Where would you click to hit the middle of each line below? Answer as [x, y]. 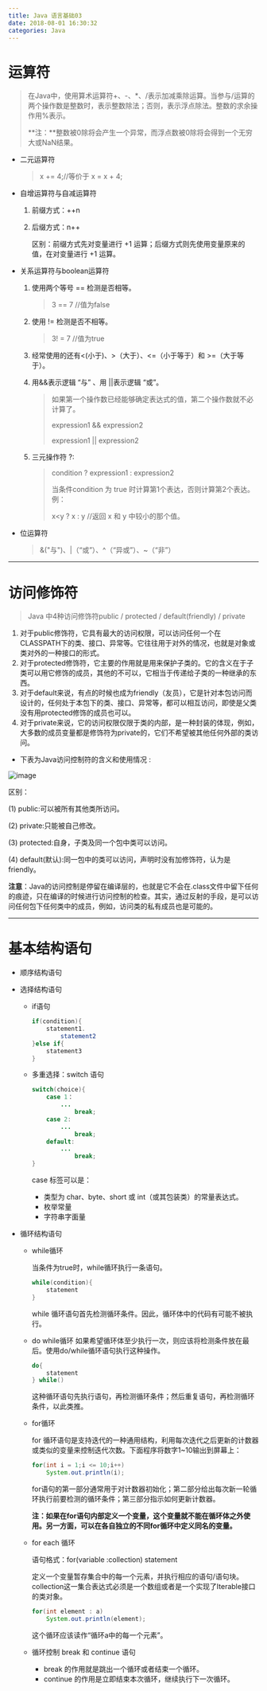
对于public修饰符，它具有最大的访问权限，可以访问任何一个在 [120, 633]
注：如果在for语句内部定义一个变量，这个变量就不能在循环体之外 [137, 1516]
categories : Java [37, 30]
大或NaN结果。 [52, 143]
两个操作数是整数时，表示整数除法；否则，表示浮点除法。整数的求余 [139, 106]
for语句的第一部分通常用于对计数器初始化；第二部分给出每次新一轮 [141, 1489]
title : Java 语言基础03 [45, 16]
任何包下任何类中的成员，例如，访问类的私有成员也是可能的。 [116, 906]
